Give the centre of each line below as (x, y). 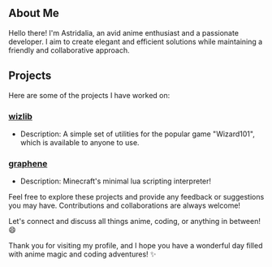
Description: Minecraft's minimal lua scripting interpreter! (116, 181)
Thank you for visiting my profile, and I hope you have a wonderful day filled (136, 246)
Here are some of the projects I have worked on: (89, 95)
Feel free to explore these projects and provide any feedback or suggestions (136, 197)
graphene (28, 163)
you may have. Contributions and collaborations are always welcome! (125, 205)
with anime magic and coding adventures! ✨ (82, 254)
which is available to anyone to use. (80, 142)
